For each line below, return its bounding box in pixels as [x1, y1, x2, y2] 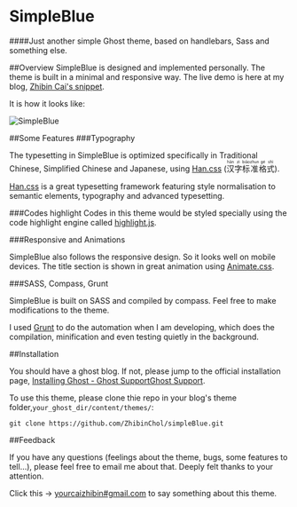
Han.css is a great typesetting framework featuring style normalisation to [9, 180, 277, 192]
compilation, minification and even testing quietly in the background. [9, 331, 260, 342]
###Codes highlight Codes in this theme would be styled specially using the [9, 207, 287, 218]
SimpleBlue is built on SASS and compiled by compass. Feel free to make [9, 295, 277, 305]
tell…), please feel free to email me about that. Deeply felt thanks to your [9, 461, 273, 471]
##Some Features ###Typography [9, 132, 136, 143]
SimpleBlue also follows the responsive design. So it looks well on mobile [9, 251, 277, 262]
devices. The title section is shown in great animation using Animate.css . [9, 260, 275, 272]
